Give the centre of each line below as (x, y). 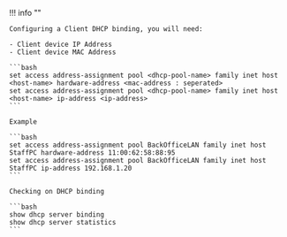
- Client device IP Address (61, 44)
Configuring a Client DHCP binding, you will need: (106, 29)
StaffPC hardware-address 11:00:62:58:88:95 (92, 153)
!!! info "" (25, 13)
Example (23, 122)
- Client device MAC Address (63, 52)
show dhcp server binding (57, 215)
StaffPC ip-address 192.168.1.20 (71, 168)
